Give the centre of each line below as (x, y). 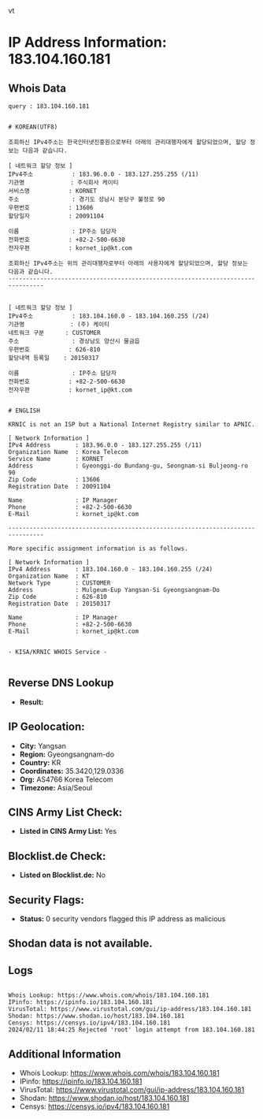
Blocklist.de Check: (57, 856)
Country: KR (40, 762)
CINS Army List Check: (65, 813)
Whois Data (37, 88)
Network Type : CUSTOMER (59, 583)
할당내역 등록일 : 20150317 (54, 358)
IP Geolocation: (46, 727)
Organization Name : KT (49, 576)
